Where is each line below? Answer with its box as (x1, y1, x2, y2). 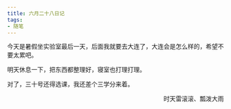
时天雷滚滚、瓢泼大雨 (164, 95, 224, 103)
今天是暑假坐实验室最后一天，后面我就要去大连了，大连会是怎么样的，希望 (7, 43, 218, 51)
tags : (7, 16, 23, 23)
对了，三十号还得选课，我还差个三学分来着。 (7, 80, 134, 88)
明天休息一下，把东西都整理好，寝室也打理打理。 (7, 66, 146, 74)
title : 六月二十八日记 (7, 10, 65, 17)
